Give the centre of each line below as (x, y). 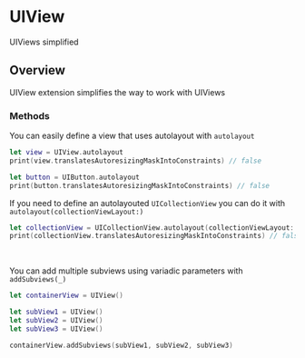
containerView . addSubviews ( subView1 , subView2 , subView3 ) (121, 345)
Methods (30, 115)
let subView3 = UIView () (56, 329)
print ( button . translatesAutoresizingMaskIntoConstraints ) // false (140, 185)
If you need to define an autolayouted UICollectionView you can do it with (148, 203)
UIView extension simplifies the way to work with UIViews (118, 92)
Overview (38, 70)
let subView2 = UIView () (56, 321)
